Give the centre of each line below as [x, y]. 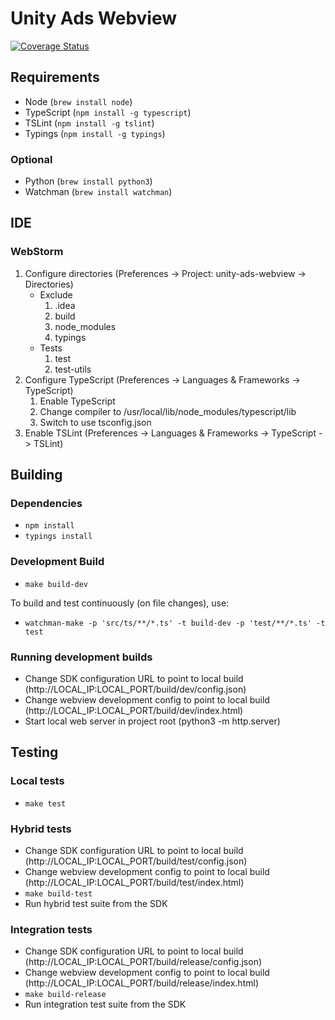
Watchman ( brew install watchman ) [98, 192]
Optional [31, 159]
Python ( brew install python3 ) [88, 181]
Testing [34, 752]
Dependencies [46, 504]
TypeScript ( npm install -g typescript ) [108, 112]
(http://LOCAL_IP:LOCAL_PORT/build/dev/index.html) [134, 711]
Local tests [37, 781]
